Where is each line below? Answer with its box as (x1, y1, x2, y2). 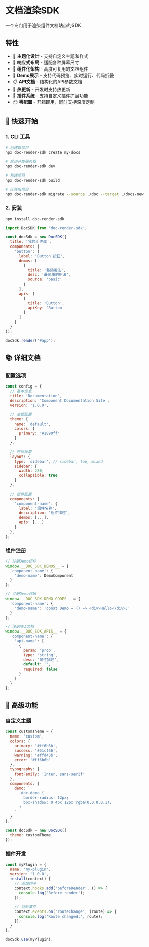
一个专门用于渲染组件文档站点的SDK (5, 22, 81, 28)
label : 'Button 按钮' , (18, 253, 65, 259)
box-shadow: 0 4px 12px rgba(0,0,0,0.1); (23, 800, 113, 805)
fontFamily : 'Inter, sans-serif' (14, 771, 85, 777)
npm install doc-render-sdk (5, 216, 65, 221)
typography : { (10, 767, 40, 772)
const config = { (5, 384, 42, 389)
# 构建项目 (5, 173, 25, 178)
